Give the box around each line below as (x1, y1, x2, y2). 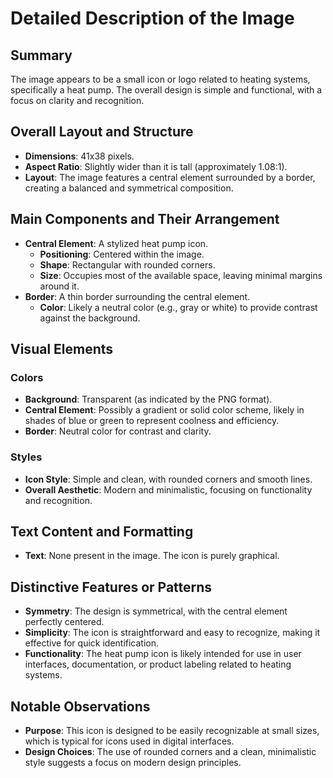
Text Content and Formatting (10, 523, 194, 540)
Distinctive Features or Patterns (10, 578, 213, 596)
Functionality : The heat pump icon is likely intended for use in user (24, 648, 302, 660)
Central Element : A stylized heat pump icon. (24, 237, 209, 249)
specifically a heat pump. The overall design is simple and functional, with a (10, 84, 323, 96)
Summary (10, 47, 73, 64)
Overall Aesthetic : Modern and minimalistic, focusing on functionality (24, 483, 313, 496)
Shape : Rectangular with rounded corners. (39, 258, 216, 271)
